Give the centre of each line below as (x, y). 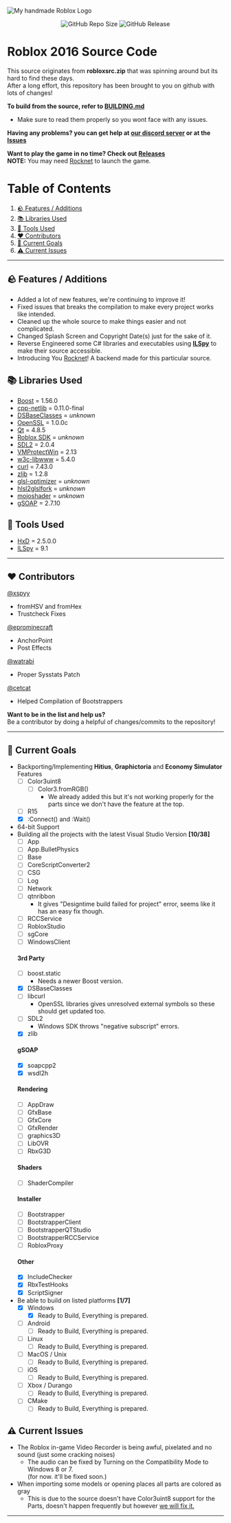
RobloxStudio (46, 926)
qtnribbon (41, 896)
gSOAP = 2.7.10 (38, 503)
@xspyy (19, 593)
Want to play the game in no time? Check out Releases (86, 153)
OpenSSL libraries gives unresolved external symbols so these (126, 1004)
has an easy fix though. (71, 911)
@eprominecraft (30, 628)
